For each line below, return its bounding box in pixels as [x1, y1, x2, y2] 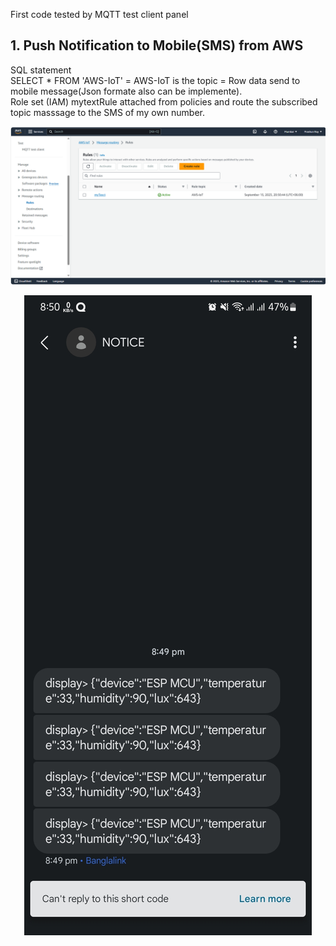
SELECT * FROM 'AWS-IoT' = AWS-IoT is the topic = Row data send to [10, 74, 301, 86]
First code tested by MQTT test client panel [10, 9, 189, 20]
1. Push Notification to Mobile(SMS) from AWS [10, 37, 304, 54]
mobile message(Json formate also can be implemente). [10, 85, 243, 97]
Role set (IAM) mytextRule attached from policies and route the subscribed [10, 95, 318, 108]
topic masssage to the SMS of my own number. [10, 106, 206, 118]
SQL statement [10, 64, 72, 76]
